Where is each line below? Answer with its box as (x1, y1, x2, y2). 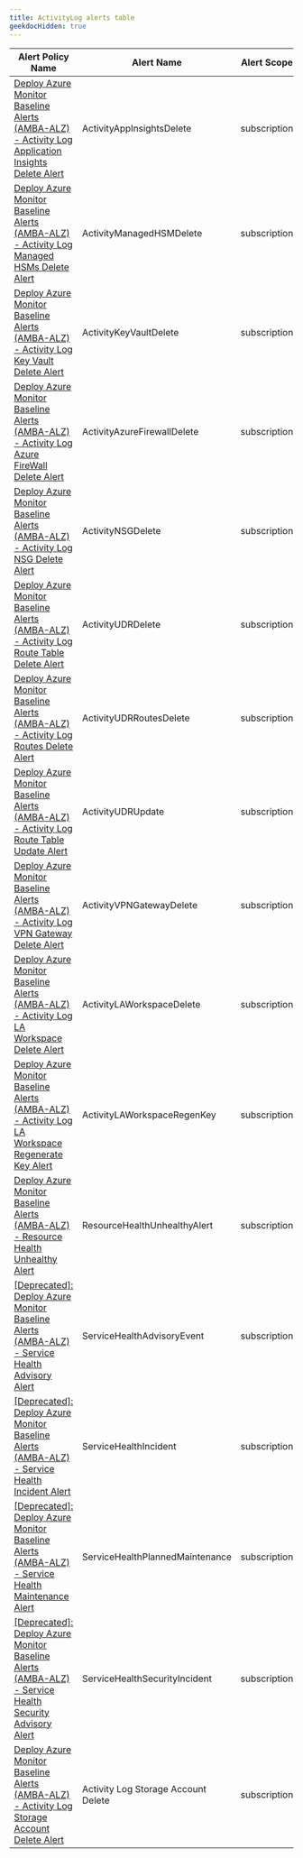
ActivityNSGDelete (82, 524, 161, 537)
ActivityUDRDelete (82, 618, 161, 630)
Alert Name (132, 56, 182, 69)
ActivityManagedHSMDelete (82, 226, 203, 239)
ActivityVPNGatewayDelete (82, 898, 198, 911)
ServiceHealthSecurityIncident (82, 1672, 212, 1685)
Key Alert (14, 1159, 53, 1172)
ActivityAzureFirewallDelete (82, 425, 199, 437)
